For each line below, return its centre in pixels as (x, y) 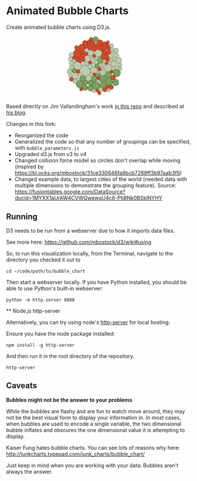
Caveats (21, 386)
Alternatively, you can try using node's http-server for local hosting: (88, 322)
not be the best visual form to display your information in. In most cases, (94, 417)
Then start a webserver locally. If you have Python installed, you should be (96, 282)
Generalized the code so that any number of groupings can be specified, (103, 142)
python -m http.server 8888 (41, 300)
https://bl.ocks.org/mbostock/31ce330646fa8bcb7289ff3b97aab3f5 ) (98, 173)
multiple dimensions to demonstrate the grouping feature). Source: (95, 185)
